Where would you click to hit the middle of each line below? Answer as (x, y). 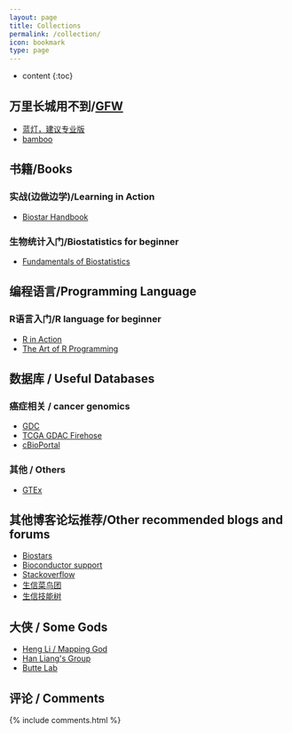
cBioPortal (41, 445)
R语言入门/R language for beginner (85, 319)
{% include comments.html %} (65, 721)
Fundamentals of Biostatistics (76, 261)
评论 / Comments (57, 698)
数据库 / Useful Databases (82, 379)
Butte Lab (39, 668)
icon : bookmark (37, 42)
